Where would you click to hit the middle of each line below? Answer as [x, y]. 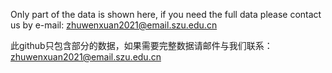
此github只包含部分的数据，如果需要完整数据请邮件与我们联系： [141, 45]
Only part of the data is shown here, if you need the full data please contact [166, 14]
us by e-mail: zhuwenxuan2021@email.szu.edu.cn [114, 25]
